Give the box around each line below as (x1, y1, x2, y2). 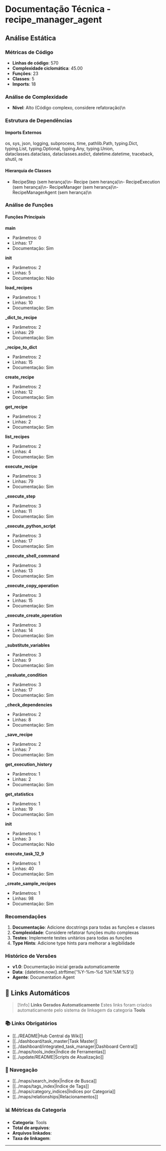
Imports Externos (5, 129, 42, 135)
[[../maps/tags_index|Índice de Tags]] (12, 1083, 89, 1089)
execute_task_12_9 (5, 851, 44, 857)
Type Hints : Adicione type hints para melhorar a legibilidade (12, 940, 135, 946)
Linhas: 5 (12, 270, 31, 276)
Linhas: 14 (12, 627, 33, 633)
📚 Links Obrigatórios (5, 1019, 57, 1026)
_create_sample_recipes (5, 880, 56, 886)
